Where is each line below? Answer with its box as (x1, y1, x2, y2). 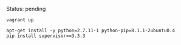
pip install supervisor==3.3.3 (6, 33, 86, 39)
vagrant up (6, 17, 34, 23)
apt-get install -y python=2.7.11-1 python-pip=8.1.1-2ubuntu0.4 (6, 27, 175, 33)
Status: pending (6, 5, 46, 12)
